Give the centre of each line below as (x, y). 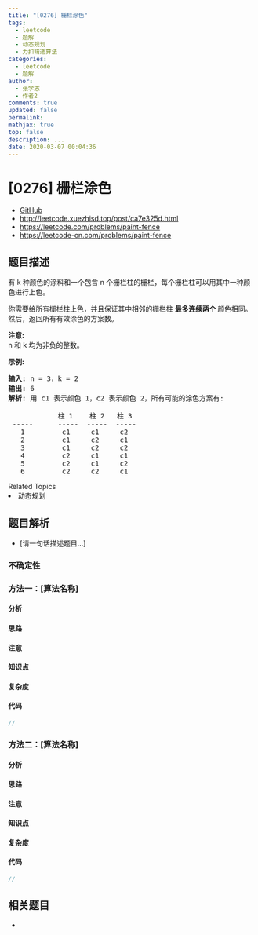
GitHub (31, 210)
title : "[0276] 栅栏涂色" (48, 15)
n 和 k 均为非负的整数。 (46, 345)
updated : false (33, 111)
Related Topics (32, 487)
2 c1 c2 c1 (74, 440)
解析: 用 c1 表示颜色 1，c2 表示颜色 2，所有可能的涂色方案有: (116, 398)
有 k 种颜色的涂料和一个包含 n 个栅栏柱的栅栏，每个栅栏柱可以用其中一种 (126, 283)
